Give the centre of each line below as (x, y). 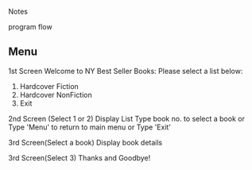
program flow (31, 27)
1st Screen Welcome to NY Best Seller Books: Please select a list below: (126, 71)
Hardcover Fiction (49, 86)
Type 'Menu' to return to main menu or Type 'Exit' (90, 127)
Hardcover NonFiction (56, 95)
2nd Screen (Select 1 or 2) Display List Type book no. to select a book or (126, 118)
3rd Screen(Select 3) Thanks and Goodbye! (79, 157)
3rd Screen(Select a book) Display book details (85, 142)
